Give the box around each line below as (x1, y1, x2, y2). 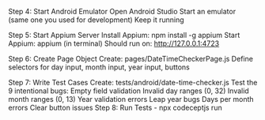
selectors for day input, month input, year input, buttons (8, 62, 190, 72)
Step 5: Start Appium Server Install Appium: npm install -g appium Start (8, 31, 240, 39)
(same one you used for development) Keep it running (8, 15, 184, 24)
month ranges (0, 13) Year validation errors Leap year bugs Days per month (8, 95, 255, 103)
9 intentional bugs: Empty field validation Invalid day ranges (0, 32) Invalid (8, 86, 249, 96)
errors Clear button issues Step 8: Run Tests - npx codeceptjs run (8, 103, 223, 112)
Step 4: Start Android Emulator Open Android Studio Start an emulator (8, 7, 236, 16)
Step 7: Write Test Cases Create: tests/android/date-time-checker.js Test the (8, 78, 258, 87)
